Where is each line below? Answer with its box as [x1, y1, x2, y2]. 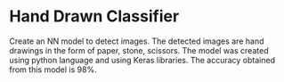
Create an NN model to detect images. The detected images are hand [9, 36, 264, 46]
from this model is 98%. [9, 64, 97, 75]
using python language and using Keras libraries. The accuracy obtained [9, 54, 276, 65]
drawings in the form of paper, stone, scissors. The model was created [9, 45, 269, 55]
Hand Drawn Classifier [9, 6, 180, 27]
